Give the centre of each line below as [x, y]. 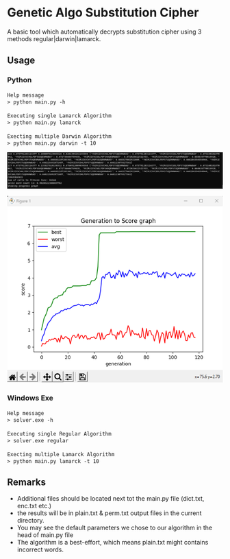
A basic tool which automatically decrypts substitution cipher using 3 [104, 32]
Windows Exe [30, 398]
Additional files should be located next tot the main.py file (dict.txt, [111, 499]
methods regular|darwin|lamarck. [54, 38]
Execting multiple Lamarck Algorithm [61, 454]
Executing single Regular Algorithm [59, 433]
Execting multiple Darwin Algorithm [59, 136]
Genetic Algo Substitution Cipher [103, 13]
